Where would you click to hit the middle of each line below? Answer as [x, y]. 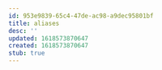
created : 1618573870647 [49, 46]
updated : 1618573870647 [49, 38]
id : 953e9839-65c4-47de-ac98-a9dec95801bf [81, 16]
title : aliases [34, 23]
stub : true [27, 53]
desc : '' [23, 31]
